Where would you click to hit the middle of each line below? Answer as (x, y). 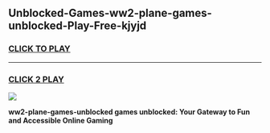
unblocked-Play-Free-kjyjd (78, 26)
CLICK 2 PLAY (36, 79)
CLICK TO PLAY (39, 49)
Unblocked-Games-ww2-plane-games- (110, 13)
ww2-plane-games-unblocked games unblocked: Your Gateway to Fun (129, 111)
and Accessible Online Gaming (61, 120)
